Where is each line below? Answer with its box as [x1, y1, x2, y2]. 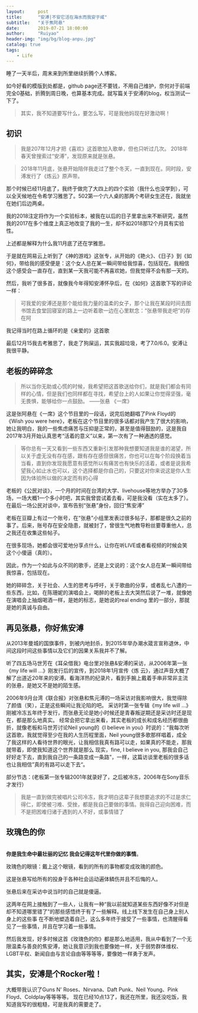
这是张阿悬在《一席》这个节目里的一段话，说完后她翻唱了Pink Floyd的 [6, 410, 176, 418]
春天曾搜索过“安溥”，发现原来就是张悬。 [20, 153, 119, 160]
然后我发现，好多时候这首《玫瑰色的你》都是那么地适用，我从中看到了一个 [6, 935, 187, 942]
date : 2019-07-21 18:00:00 [6, 25, 88, 31]
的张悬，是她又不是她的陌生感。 [6, 682, 84, 689]
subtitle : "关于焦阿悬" [6, 20, 65, 25]
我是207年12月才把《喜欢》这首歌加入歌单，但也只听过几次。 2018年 [20, 145, 188, 153]
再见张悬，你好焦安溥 [6, 623, 84, 633]
